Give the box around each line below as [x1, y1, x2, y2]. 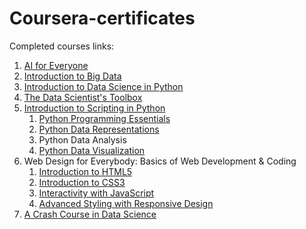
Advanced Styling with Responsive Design [38, 197, 214, 209]
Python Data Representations [38, 123, 160, 135]
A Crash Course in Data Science [23, 208, 157, 220]
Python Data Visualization [38, 144, 146, 156]
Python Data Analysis [38, 133, 127, 146]
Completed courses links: [9, 40, 115, 52]
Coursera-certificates [9, 7, 196, 30]
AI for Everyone [23, 59, 89, 71]
